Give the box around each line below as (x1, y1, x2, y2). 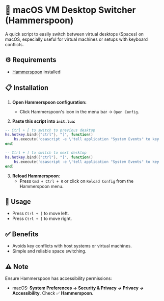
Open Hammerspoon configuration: (12, 99, 87, 105)
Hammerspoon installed (12, 69, 61, 75)
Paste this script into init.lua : (12, 118, 76, 124)
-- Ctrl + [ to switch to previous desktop (5, 128, 96, 133)
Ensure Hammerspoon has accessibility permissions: (5, 275, 112, 281)
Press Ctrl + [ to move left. (12, 211, 69, 217)
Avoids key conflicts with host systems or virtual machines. (12, 243, 132, 249)
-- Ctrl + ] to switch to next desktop (5, 150, 87, 155)
